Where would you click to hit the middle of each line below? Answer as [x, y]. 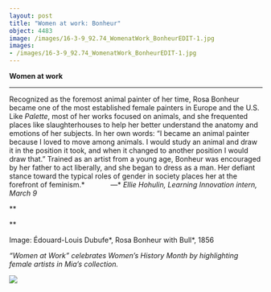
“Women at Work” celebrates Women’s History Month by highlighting [124, 255]
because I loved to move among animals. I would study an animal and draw [133, 142]
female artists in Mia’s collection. [64, 264]
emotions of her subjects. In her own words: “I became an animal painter [129, 133]
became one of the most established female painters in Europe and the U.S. [134, 108]
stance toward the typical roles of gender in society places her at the [123, 176]
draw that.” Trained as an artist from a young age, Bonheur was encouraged [135, 159]
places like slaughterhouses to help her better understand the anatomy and [133, 125]
